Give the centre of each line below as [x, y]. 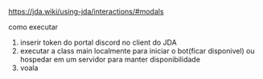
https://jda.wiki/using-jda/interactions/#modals [86, 12]
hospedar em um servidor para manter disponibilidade [110, 59]
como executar [33, 27]
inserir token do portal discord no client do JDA [98, 42]
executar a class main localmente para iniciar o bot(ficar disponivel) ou [137, 51]
